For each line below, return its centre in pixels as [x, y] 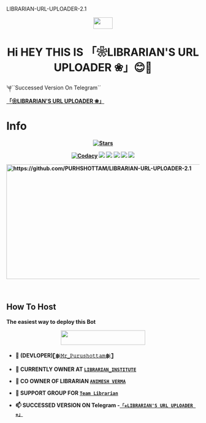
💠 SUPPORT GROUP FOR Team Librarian [67, 393]
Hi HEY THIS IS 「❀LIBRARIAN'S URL [103, 52]
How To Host [31, 307]
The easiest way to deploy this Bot [51, 321]
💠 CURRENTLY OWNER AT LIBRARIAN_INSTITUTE [76, 369]
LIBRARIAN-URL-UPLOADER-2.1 [47, 9]
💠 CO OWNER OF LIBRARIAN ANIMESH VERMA [71, 381]
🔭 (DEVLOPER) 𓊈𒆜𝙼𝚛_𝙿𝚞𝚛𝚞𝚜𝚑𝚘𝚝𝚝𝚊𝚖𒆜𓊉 [64, 356]
